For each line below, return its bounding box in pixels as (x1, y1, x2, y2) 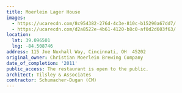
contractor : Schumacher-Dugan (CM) (6, 77, 97, 83)
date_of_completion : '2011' (6, 60, 78, 66)
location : (6, 32, 32, 38)
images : (6, 15, 26, 21)
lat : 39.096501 (12, 37, 51, 43)
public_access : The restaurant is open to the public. (6, 65, 149, 72)
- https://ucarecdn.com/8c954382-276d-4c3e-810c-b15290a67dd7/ (12, 20, 176, 26)
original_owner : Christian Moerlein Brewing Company (6, 54, 144, 61)
